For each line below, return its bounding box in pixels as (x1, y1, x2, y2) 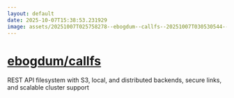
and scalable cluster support (7, 83, 89, 92)
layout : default (7, 10, 54, 17)
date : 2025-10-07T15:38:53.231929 (7, 17, 108, 24)
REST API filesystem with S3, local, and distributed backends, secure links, (7, 76, 222, 84)
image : (7, 23, 26, 30)
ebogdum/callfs (7, 53, 102, 69)
